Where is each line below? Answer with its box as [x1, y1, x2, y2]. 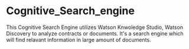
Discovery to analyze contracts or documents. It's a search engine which [6, 30, 184, 37]
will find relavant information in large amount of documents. [6, 36, 152, 43]
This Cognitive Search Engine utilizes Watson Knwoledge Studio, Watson [6, 24, 184, 31]
